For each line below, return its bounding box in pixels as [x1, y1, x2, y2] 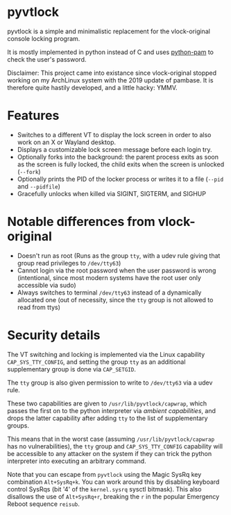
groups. [7, 421, 30, 430]
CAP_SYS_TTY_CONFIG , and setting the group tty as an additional [7, 358, 186, 366]
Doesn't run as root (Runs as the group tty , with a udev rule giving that [17, 251, 221, 260]
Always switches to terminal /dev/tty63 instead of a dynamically [17, 288, 202, 297]
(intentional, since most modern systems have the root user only [17, 273, 201, 281]
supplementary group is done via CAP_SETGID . [7, 365, 137, 373]
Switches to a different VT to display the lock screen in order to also [17, 130, 212, 139]
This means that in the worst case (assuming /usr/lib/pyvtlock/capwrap [7, 435, 215, 443]
